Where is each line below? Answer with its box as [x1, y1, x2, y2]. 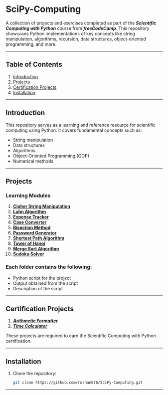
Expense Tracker [12, 214, 49, 220]
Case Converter [12, 219, 47, 225]
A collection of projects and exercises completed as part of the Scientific [5, 20, 157, 26]
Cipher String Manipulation [12, 203, 70, 209]
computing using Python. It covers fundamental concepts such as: [5, 127, 142, 133]
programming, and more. [5, 41, 57, 47]
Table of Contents [5, 60, 63, 69]
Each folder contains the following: [5, 263, 92, 270]
